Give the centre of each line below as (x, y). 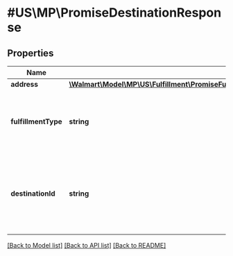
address (25, 84)
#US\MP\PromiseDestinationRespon (114, 13)
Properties (31, 53)
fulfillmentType (36, 121)
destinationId (33, 194)
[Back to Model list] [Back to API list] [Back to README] (87, 245)
